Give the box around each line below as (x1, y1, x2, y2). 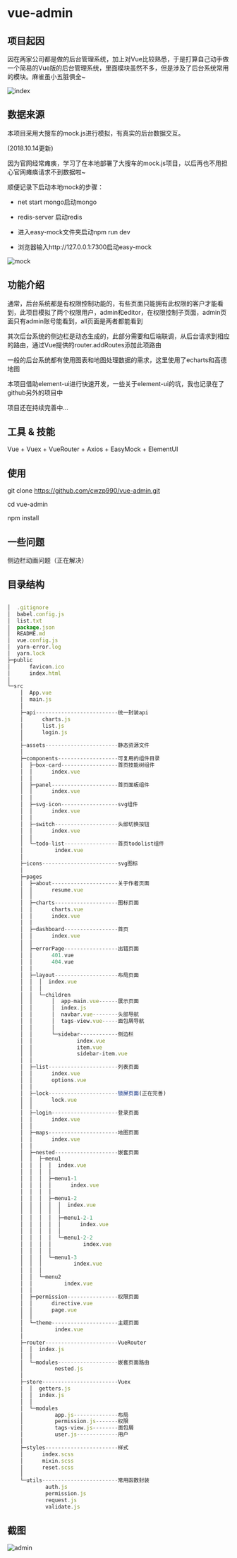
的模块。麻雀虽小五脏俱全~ (7, 73, 86, 80)
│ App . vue (20, 690, 52, 697)
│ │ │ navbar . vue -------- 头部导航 (20, 1011, 140, 1018)
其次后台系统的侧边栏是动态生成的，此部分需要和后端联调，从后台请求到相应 (7, 332, 230, 340)
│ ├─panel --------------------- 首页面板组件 (20, 781, 150, 789)
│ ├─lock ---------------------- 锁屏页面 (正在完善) (20, 1089, 167, 1097)
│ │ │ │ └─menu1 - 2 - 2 (20, 1234, 93, 1241)
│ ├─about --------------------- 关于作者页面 (20, 880, 150, 887)
